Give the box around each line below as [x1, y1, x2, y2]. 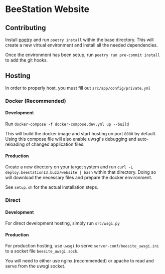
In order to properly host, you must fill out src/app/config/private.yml [5, 85, 151, 91]
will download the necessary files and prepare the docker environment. [5, 174, 152, 181]
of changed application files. [26, 141, 85, 147]
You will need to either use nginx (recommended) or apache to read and [5, 258, 154, 264]
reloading [5, 141, 25, 147]
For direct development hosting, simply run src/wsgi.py [5, 220, 120, 226]
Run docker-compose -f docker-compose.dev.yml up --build [5, 121, 129, 127]
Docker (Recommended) [5, 97, 66, 104]
